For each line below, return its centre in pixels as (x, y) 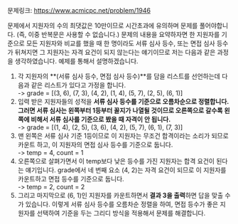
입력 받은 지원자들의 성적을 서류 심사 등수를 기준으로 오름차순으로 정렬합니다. (123, 101)
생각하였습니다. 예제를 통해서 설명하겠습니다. (76, 61)
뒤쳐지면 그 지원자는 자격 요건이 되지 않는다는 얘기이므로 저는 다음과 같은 (115, 52)
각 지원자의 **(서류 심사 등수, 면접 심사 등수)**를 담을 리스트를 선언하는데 (119, 76)
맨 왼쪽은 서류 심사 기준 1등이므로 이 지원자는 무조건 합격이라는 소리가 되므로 (123, 136)
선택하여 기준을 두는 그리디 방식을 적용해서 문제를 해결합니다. (121, 213)
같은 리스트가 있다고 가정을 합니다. (79, 85)
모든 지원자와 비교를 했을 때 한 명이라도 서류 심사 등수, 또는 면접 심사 (120, 43)
